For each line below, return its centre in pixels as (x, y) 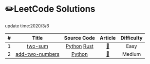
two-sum (37, 46)
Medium (131, 54)
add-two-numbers (37, 54)
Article (108, 38)
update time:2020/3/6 (27, 26)
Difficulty (131, 38)
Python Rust (80, 46)
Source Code (79, 38)
